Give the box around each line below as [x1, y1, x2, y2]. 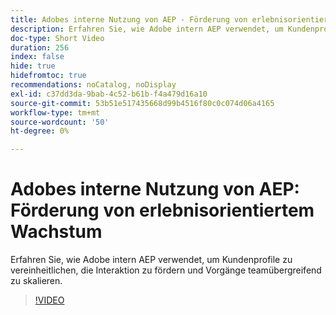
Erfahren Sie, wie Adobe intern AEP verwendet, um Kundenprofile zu [10, 254, 293, 266]
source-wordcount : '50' [10, 117, 110, 127]
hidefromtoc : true [10, 71, 87, 81]
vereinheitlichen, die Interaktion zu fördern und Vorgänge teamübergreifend [10, 264, 322, 276]
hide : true [10, 61, 56, 71]
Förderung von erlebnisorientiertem [10, 199, 315, 222]
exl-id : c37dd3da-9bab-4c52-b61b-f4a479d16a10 [10, 89, 208, 99]
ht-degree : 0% [10, 126, 70, 136]
